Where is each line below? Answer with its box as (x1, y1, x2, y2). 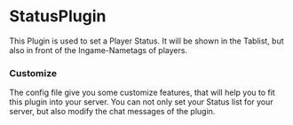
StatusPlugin (9, 6, 107, 27)
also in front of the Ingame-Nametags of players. (9, 44, 188, 55)
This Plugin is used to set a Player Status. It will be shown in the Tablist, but (9, 35, 284, 46)
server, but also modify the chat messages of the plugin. (9, 106, 216, 117)
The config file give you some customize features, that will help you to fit (9, 87, 275, 98)
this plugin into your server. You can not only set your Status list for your (9, 97, 273, 107)
